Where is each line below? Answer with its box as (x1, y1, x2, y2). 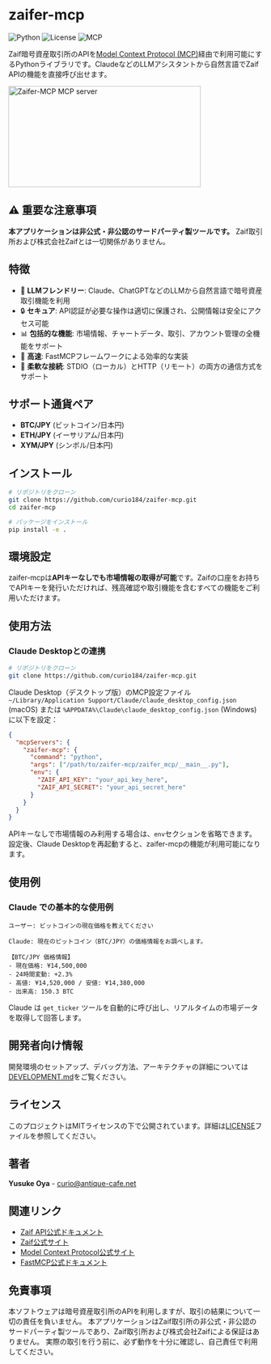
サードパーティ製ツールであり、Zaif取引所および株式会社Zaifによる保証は (8, 1327, 253, 1337)
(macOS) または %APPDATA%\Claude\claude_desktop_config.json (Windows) (8, 704, 257, 714)
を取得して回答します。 (8, 1013, 87, 1022)
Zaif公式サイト (19, 1237, 70, 1247)
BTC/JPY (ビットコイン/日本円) (19, 420, 125, 430)
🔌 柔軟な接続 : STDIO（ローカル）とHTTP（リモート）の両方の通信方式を (19, 361, 263, 371)
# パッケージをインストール (8, 517, 88, 526)
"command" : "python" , (29, 754, 104, 762)
